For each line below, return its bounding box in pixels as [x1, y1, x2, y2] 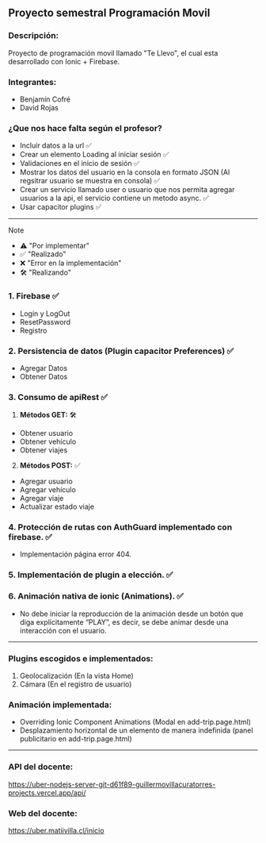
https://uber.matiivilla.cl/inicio [8, 826, 104, 835]
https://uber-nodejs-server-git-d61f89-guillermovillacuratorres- [8, 779, 216, 789]
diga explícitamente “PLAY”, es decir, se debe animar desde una [19, 617, 229, 626]
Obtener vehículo [19, 437, 77, 447]
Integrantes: [8, 76, 57, 87]
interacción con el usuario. [19, 626, 107, 635]
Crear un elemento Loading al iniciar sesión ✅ [19, 150, 169, 160]
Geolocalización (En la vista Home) [19, 671, 135, 680]
